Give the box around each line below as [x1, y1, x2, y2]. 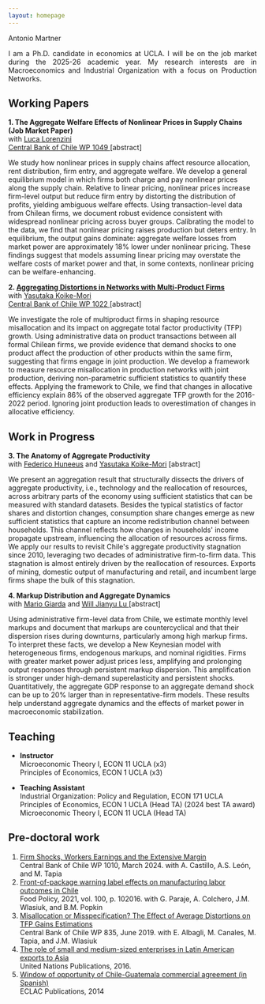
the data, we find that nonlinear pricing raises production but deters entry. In [8, 225, 256, 235]
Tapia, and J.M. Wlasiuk [19, 936, 98, 945]
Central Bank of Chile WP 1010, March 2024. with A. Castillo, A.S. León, [19, 860, 251, 870]
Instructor [19, 751, 54, 761]
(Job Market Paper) [8, 126, 73, 135]
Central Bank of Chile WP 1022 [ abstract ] [8, 300, 142, 309]
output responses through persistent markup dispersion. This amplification [8, 665, 251, 674]
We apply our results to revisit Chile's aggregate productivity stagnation [8, 542, 241, 552]
